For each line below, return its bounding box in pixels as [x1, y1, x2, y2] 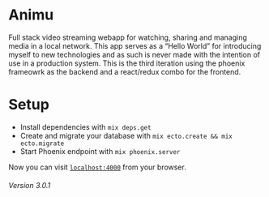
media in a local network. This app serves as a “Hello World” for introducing [8, 41, 262, 50]
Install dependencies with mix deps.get [19, 122, 152, 131]
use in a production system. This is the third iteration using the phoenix [8, 58, 246, 68]
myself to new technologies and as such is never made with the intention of [8, 49, 261, 59]
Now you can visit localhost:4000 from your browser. [8, 162, 186, 172]
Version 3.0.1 [8, 181, 51, 191]
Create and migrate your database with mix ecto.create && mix [19, 131, 233, 140]
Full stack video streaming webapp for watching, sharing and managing [8, 32, 247, 42]
